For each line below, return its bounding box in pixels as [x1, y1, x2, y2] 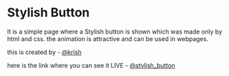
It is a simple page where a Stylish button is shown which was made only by [7, 27, 222, 36]
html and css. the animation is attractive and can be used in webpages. [7, 34, 208, 42]
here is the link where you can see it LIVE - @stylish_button [7, 61, 175, 69]
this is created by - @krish [7, 48, 82, 56]
